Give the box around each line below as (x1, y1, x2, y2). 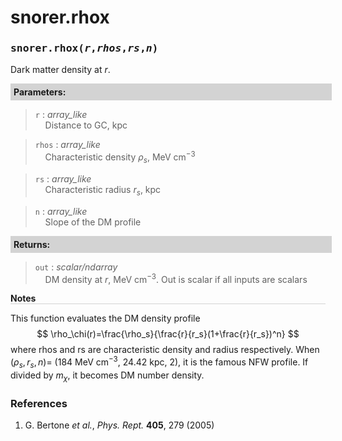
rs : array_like (34, 172, 92, 185)
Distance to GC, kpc (44, 119, 128, 131)
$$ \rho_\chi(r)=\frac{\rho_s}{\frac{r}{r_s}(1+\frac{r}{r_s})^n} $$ (36, 328, 300, 340)
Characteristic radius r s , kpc (44, 183, 162, 198)
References (10, 396, 68, 410)
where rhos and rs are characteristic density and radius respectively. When (10, 344, 320, 356)
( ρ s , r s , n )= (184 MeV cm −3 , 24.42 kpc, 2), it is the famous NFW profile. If (10, 354, 309, 370)
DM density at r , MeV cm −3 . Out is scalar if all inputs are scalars (44, 271, 308, 285)
